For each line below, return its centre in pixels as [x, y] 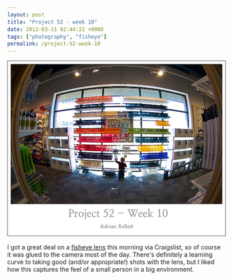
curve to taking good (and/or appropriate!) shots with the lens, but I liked [111, 262]
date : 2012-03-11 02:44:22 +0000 [55, 29]
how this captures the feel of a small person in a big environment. [101, 270]
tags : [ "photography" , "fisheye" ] [57, 37]
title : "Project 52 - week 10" [52, 22]
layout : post [26, 15]
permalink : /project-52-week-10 [54, 44]
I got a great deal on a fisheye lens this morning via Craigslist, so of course [114, 247]
